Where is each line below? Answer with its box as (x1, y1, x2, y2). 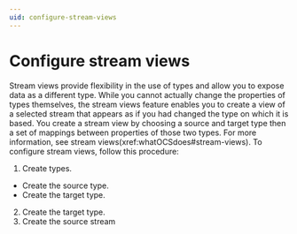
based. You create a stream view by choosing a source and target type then (9, 117, 286, 128)
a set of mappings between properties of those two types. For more (9, 127, 257, 138)
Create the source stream (21, 215, 116, 226)
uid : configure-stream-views (9, 12, 117, 22)
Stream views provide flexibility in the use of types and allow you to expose (9, 80, 285, 91)
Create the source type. (21, 180, 109, 191)
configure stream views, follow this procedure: (9, 146, 179, 156)
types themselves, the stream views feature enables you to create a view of (9, 99, 285, 109)
